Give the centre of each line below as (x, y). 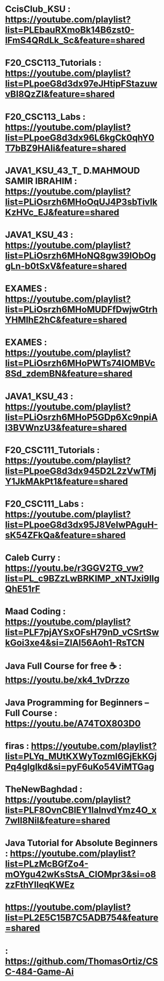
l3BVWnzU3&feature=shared (66, 427)
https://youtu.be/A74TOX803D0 (73, 723)
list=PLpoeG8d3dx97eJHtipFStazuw (81, 84)
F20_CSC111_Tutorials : (52, 450)
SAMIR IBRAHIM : (41, 181)
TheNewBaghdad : (44, 789)
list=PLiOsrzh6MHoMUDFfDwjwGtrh (82, 309)
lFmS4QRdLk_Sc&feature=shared (75, 41)
